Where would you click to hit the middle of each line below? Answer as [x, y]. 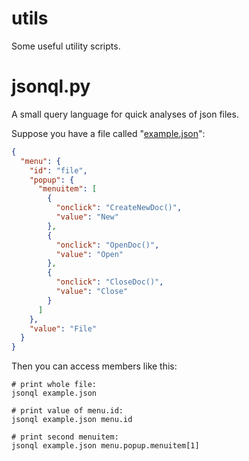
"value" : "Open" [89, 254]
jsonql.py [51, 86]
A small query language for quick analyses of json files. [125, 114]
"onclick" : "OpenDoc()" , [107, 245]
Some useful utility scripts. [66, 46]
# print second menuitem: [65, 437]
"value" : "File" [63, 328]
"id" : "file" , [58, 170]
